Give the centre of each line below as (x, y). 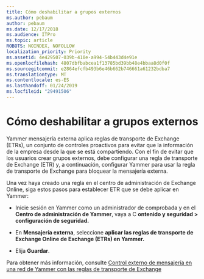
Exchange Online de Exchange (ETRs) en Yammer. (80, 239)
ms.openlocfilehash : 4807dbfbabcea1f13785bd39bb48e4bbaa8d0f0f (88, 63)
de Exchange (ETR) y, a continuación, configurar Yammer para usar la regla (101, 164)
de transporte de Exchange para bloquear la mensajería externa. (87, 171)
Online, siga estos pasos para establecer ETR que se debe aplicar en (93, 189)
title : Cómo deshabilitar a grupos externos (64, 12)
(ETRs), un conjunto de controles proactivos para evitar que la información (100, 145)
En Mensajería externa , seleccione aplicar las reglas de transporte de (104, 232)
